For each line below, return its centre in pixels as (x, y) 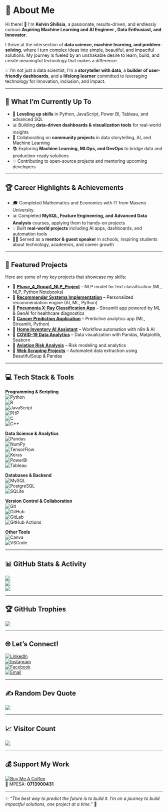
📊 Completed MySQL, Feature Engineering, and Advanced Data (80, 215)
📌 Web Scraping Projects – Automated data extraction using (75, 351)
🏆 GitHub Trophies (36, 609)
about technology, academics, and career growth (63, 244)
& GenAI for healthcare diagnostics (48, 313)
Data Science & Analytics (32, 433)
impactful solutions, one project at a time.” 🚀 (51, 804)
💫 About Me (30, 10)
